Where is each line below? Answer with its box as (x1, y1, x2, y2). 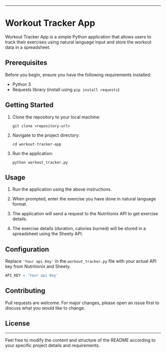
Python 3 (12, 81, 31, 87)
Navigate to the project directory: (12, 132, 80, 138)
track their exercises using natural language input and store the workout (5, 39, 152, 45)
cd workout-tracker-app (12, 142, 62, 147)
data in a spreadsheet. (5, 44, 51, 50)
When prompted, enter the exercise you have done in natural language (12, 196, 156, 202)
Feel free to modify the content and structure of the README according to (5, 337, 156, 343)
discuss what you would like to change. (5, 305, 85, 311)
